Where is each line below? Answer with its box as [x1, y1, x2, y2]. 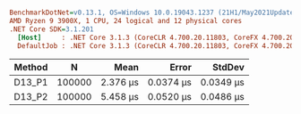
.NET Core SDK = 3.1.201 [9, 24, 94, 34]
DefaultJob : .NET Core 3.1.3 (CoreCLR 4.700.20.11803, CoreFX [17, 41, 258, 50]
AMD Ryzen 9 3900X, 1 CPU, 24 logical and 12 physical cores [9, 16, 243, 25]
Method [13, 61, 48, 74]
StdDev [211, 61, 245, 74]
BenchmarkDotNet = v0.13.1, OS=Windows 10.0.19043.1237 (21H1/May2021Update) [9, 8, 298, 17]
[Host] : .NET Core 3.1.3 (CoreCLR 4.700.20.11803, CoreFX [17, 33, 258, 42]
